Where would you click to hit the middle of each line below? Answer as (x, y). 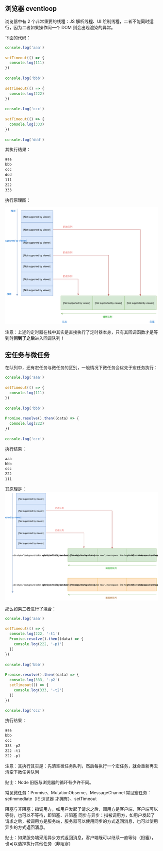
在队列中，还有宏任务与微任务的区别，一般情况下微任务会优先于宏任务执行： (81, 367)
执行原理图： (18, 200)
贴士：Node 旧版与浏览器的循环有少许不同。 (49, 782)
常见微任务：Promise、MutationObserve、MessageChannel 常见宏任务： (78, 792)
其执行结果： (18, 150)
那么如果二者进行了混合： (31, 609)
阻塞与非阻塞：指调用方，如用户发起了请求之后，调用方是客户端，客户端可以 (81, 809)
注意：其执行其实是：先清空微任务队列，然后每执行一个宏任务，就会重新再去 (81, 766)
